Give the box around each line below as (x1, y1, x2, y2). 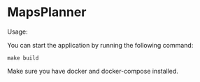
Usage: (7, 27, 28, 36)
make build (7, 54, 39, 62)
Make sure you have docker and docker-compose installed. (7, 67, 178, 75)
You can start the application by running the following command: (7, 41, 194, 49)
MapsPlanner (7, 4, 87, 20)
